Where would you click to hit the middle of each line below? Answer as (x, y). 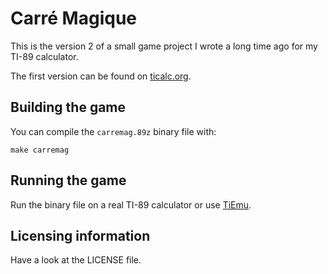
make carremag (40, 150)
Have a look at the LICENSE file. (76, 260)
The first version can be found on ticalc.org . (101, 76)
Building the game (68, 107)
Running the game (68, 180)
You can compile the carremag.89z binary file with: (113, 131)
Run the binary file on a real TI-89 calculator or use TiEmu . (131, 204)
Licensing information (80, 235)
